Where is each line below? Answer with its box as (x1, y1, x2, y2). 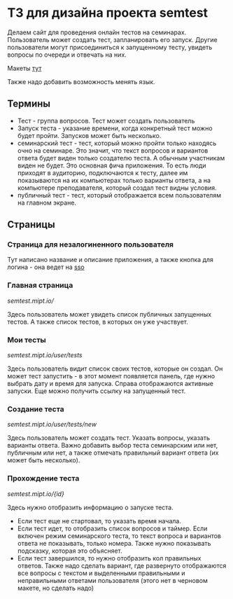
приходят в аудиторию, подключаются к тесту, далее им (17, 168, 188, 177)
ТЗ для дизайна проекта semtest (7, 5, 209, 21)
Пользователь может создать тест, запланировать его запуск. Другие (7, 35, 218, 43)
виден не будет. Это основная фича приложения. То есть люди (17, 161, 206, 170)
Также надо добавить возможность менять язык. (7, 77, 155, 85)
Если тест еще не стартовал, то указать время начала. (17, 516, 182, 525)
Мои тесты (7, 335, 47, 345)
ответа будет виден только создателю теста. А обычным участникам (17, 153, 225, 162)
